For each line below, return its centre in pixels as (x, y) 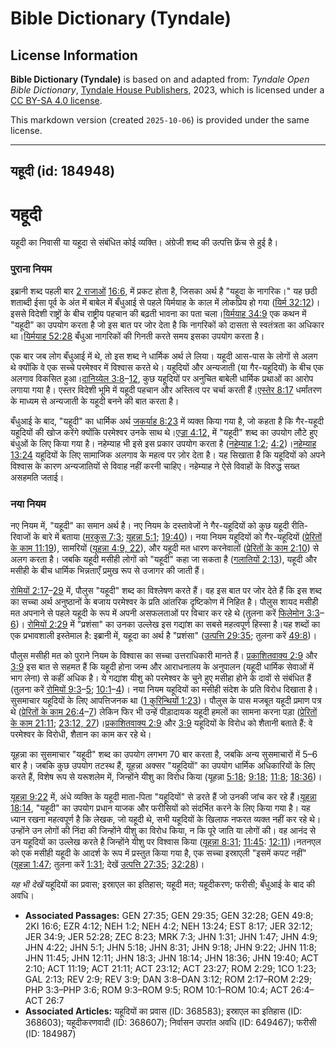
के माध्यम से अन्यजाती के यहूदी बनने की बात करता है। (95, 401)
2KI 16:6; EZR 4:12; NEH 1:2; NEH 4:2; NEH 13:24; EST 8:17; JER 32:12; (168, 926)
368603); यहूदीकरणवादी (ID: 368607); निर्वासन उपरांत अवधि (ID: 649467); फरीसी (170, 1022)
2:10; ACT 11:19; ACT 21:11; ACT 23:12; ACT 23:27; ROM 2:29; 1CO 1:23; (170, 968)
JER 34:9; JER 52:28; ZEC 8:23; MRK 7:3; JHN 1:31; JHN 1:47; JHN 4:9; (171, 936)
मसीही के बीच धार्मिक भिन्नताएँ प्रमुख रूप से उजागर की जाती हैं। (108, 570)
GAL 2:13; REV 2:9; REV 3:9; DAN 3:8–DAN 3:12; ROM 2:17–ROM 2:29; (168, 979)
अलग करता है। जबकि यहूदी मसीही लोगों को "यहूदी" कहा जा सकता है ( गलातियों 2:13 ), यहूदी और (164, 559)
